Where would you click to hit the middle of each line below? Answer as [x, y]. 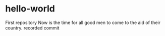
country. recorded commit [32, 27]
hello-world [30, 9]
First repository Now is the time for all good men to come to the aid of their [83, 22]
